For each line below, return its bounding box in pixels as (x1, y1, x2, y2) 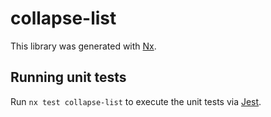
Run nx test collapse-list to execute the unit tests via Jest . (10, 95, 262, 107)
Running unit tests (10, 69, 127, 86)
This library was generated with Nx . (10, 40, 157, 52)
